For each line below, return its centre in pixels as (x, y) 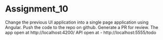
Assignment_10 (37, 9)
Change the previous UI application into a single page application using (77, 22)
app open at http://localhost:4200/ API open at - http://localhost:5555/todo (81, 32)
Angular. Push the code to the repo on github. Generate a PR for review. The (82, 27)
